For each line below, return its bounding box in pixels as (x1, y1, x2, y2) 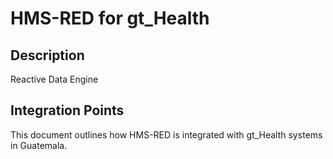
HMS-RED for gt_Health (10, 7, 210, 30)
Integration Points (10, 102, 125, 119)
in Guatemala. (10, 139, 68, 151)
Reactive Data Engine (10, 73, 99, 85)
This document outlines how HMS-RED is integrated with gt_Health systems (10, 128, 323, 141)
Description (10, 47, 85, 64)
